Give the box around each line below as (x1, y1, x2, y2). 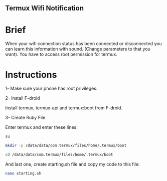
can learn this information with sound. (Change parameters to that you (5, 46, 150, 52)
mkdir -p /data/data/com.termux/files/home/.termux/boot (5, 143, 127, 148)
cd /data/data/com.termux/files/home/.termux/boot (5, 152, 113, 157)
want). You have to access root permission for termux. (5, 51, 118, 57)
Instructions (5, 69, 57, 80)
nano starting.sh (5, 170, 42, 176)
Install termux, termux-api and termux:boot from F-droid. (5, 105, 123, 111)
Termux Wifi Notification (5, 4, 84, 13)
